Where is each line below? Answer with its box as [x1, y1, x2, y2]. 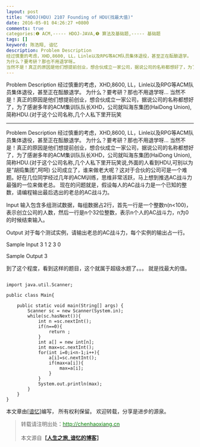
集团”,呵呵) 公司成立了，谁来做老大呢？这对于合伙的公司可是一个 [24, 166, 183, 173]
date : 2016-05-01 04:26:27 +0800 [6, 20, 89, 26]
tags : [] [6, 36, 28, 42]
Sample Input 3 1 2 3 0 [6, 241, 61, 248]
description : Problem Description [6, 48, 92, 54]
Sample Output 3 [6, 253, 48, 260]
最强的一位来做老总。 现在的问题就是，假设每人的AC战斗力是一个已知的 [6, 181, 182, 188]
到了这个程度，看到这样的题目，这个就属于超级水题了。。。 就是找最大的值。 [6, 265, 190, 272]
